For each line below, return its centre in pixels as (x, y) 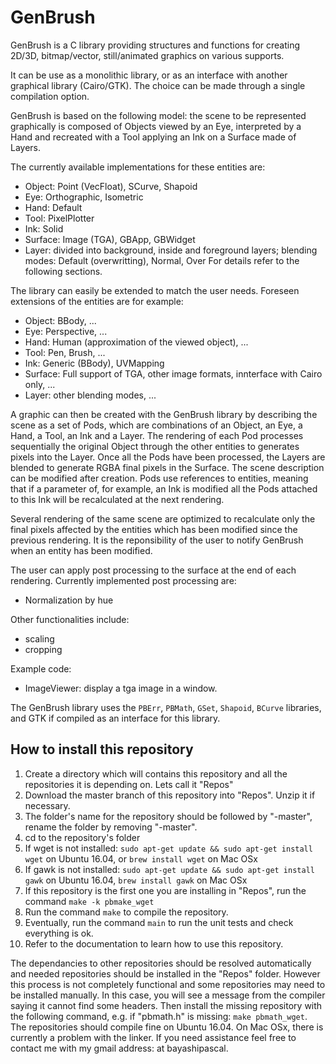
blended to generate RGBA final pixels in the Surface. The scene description (167, 467)
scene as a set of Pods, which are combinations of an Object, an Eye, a (156, 425)
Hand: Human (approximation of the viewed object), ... (136, 342)
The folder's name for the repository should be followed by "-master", (168, 816)
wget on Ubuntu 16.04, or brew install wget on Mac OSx (141, 858)
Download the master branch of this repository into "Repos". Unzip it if (170, 795)
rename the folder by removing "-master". (111, 827)
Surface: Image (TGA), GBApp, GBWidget (110, 239)
